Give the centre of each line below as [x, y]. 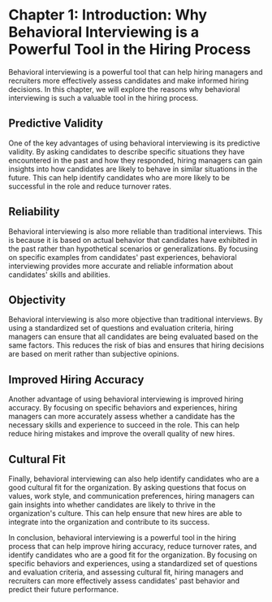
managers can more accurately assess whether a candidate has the [122, 417]
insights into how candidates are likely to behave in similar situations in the [133, 169]
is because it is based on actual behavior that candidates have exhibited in [133, 240]
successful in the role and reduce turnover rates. [90, 186]
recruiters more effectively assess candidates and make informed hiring [129, 80]
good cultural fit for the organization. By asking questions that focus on [127, 487]
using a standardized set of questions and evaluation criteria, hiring [121, 328]
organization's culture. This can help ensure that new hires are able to [125, 513]
